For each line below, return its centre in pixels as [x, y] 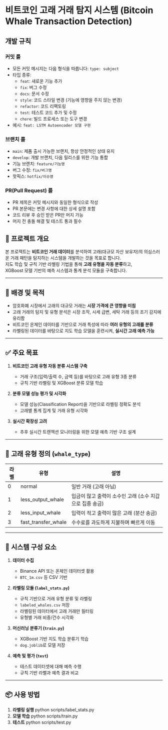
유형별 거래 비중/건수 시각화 [47, 617]
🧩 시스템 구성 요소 [31, 547]
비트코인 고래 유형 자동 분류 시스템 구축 [50, 366]
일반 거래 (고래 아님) [94, 486]
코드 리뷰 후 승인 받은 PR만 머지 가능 [48, 215]
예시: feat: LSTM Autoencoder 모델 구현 [51, 125]
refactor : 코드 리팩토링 [43, 106]
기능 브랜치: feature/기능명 [38, 164]
